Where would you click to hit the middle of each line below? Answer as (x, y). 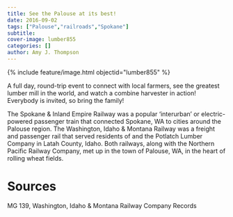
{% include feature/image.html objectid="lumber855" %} (89, 72)
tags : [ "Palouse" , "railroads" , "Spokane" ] (68, 26)
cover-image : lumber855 (42, 40)
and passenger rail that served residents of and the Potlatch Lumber (105, 136)
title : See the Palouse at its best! (62, 14)
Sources (32, 187)
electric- (214, 114)
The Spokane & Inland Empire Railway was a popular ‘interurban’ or (104, 114)
